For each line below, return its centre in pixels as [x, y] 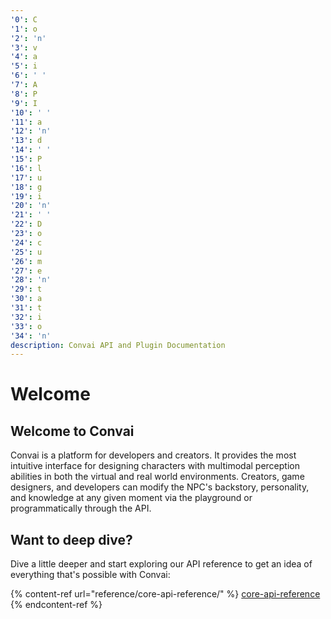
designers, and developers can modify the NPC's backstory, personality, [160, 487]
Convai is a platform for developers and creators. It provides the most [153, 455]
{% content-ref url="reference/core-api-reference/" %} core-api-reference [165, 594]
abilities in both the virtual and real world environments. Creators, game [157, 477]
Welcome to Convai [72, 431]
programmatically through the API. [81, 508]
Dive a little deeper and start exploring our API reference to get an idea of [161, 564]
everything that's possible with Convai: [90, 575]
